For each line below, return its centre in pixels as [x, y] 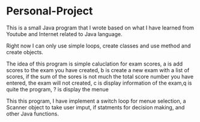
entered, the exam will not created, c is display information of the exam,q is [99, 83]
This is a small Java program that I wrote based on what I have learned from [100, 28]
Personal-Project [50, 11]
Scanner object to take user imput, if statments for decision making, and [95, 107]
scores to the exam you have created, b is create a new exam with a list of [98, 70]
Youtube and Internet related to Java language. [64, 34]
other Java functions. [32, 114]
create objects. [25, 52]
